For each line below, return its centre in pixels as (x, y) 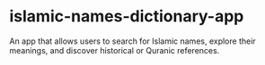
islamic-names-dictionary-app (127, 16)
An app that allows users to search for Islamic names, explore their (132, 41)
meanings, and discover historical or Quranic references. (115, 50)
